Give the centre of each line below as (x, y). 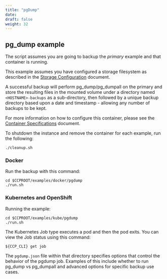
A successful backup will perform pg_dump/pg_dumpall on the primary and (84, 87)
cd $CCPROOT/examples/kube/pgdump (42, 218)
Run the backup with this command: (43, 172)
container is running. (27, 62)
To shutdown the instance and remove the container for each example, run (83, 133)
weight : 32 (17, 24)
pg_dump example (35, 44)
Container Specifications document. (43, 124)
